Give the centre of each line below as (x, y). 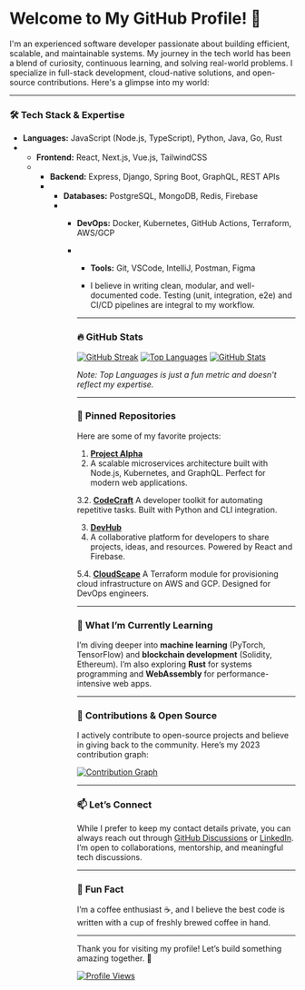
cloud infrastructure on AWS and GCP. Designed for (173, 583)
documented (114, 295)
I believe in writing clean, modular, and (162, 286)
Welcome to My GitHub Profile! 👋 (135, 19)
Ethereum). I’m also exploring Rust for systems (164, 664)
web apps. (132, 684)
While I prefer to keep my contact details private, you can (184, 828)
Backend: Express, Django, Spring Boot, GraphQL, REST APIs (165, 177)
